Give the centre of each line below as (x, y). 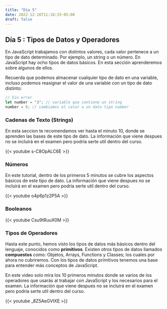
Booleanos (19, 209)
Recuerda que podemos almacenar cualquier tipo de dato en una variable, (82, 78)
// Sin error (19, 98)
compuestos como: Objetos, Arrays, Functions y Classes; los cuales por (80, 255)
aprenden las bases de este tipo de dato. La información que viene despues (83, 136)
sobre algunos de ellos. (29, 68)
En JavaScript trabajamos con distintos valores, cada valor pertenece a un (82, 52)
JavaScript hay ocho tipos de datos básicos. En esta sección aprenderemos (83, 63)
